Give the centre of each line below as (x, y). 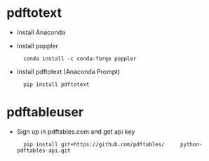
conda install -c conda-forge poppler (80, 58)
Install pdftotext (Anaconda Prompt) (68, 71)
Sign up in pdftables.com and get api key (76, 132)
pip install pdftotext (56, 84)
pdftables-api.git (43, 150)
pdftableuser (45, 112)
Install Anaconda (41, 32)
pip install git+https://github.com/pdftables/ (94, 144)
